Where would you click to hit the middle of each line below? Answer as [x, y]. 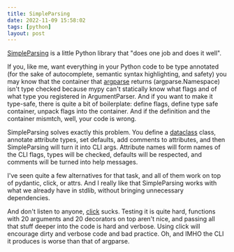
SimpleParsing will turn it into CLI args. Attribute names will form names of [114, 147]
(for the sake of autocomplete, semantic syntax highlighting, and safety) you [117, 74]
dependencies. [29, 198]
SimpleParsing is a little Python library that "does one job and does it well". [115, 53]
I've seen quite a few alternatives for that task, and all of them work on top [114, 176]
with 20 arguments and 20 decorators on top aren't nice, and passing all [111, 219]
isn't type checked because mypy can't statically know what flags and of [112, 89]
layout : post [26, 33]
